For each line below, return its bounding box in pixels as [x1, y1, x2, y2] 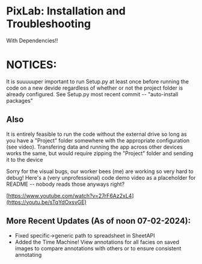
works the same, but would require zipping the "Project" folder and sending [6, 149, 194, 157]
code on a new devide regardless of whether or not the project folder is [6, 84, 183, 91]
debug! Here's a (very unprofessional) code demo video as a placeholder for [6, 174, 196, 181]
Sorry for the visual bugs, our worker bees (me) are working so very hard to [6, 167, 194, 175]
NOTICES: [6, 58, 57, 72]
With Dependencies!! [6, 37, 58, 44]
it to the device [6, 156, 43, 163]
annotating [14, 251, 42, 258]
